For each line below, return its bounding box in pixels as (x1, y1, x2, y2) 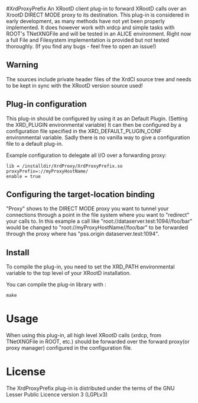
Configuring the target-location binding (6, 190, 155, 200)
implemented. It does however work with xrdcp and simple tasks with (6, 24, 175, 31)
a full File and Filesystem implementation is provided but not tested (6, 37, 170, 43)
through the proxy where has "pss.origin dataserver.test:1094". (6, 231, 160, 238)
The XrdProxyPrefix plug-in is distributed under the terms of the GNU (6, 385, 175, 392)
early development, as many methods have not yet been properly (6, 18, 165, 24)
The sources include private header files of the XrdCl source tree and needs (6, 75, 191, 82)
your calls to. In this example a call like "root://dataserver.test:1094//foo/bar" (6, 218, 193, 225)
